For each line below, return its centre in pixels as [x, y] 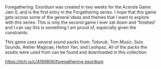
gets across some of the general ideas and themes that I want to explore [77, 17]
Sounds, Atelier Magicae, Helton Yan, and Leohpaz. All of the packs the [76, 47]
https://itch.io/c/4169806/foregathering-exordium [54, 62]
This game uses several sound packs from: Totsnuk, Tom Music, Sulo [74, 42]
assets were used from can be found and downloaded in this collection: [76, 52]
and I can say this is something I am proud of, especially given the [71, 28]
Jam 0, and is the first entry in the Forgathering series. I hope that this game [81, 12]
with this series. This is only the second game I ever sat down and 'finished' [80, 22]
